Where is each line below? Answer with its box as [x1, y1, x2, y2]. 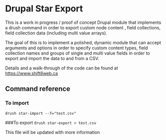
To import [5, 100, 29, 107]
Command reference [5, 85, 70, 93]
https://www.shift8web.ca [5, 70, 58, 76]
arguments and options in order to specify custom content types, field [5, 45, 148, 51]
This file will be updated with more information [5, 129, 100, 135]
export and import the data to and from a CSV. [5, 55, 100, 61]
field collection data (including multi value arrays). [5, 30, 108, 36]
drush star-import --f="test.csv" [5, 111, 77, 116]
